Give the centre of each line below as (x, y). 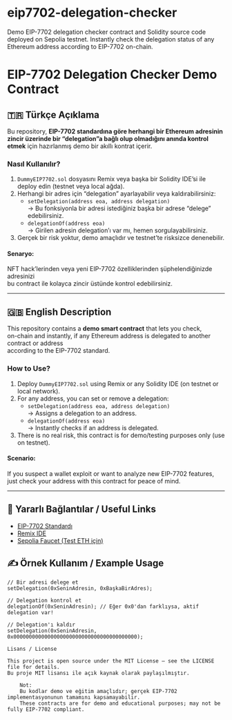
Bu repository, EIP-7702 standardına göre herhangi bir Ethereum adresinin (115, 131)
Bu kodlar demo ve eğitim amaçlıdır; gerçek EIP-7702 (98, 692)
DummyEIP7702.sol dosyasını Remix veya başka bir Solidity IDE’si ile (111, 179)
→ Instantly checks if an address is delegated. (93, 427)
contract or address (35, 343)
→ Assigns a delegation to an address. (82, 413)
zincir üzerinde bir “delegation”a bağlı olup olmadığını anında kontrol (108, 138)
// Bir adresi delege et (43, 582)
